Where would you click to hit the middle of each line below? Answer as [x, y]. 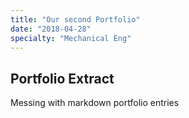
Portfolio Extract [62, 78]
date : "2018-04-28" [51, 29]
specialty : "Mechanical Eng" [71, 38]
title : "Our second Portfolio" [75, 19]
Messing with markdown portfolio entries [95, 103]
